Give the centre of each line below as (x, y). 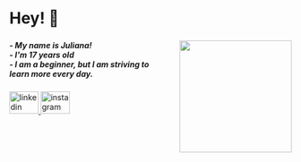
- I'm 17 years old (42, 55)
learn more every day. (52, 74)
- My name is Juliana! (51, 46)
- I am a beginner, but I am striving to (79, 64)
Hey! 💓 (34, 18)
